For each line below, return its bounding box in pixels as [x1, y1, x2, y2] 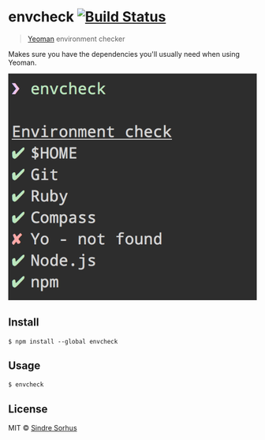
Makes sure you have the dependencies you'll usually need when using [8, 49, 241, 58]
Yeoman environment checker [27, 34, 125, 43]
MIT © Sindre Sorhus [8, 423, 77, 433]
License [8, 402, 48, 416]
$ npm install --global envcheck [8, 337, 118, 345]
